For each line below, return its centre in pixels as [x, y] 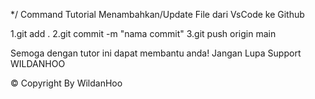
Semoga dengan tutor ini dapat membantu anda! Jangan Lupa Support [156, 53]
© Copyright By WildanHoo [66, 83]
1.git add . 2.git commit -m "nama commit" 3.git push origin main [143, 33]
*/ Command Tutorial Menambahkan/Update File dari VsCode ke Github [157, 14]
